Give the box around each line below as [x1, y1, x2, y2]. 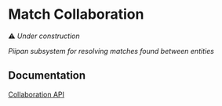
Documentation [8, 69, 86, 83]
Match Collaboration [8, 5, 144, 23]
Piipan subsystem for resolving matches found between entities [8, 46, 214, 55]
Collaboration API [8, 90, 65, 99]
